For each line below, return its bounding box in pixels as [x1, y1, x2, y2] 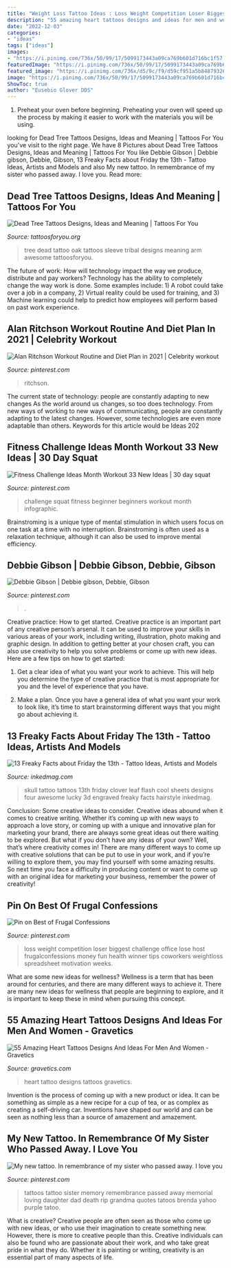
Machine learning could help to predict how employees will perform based [7, 295, 218, 304]
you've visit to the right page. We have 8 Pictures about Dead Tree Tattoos [7, 141, 219, 149]
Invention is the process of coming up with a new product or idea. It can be [7, 1090, 220, 1099]
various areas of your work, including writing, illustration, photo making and [7, 633, 221, 641]
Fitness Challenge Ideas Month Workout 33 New [7, 441, 219, 453]
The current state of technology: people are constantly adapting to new [7, 392, 210, 400]
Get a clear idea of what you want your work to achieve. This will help [16, 668, 214, 676]
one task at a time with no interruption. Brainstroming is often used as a [7, 525, 210, 533]
